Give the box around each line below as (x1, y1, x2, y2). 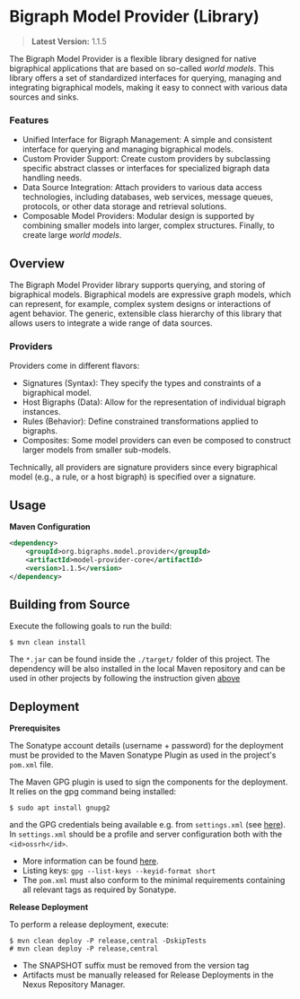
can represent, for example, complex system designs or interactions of (9, 299, 271, 310)
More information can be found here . (22, 855, 159, 867)
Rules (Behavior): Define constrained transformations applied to (22, 416, 259, 427)
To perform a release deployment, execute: (9, 919, 169, 930)
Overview (9, 256, 66, 271)
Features (9, 114, 49, 127)
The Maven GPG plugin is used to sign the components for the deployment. (9, 776, 288, 787)
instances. (22, 407, 61, 417)
